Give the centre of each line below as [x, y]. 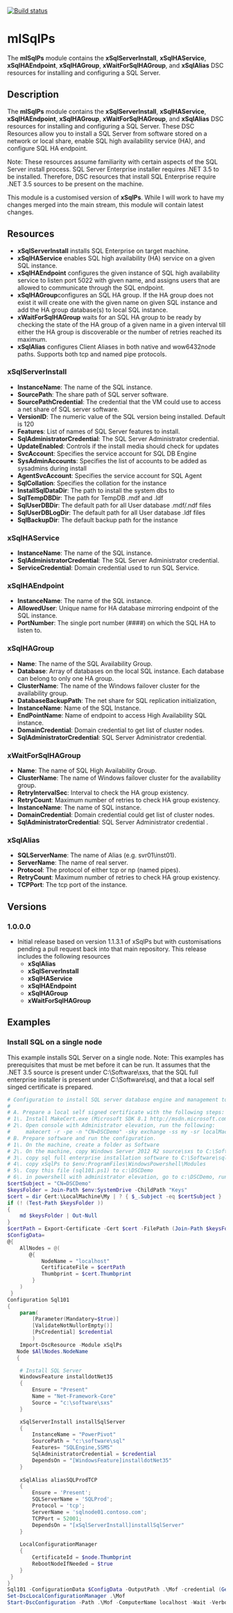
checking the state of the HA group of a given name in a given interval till [121, 324]
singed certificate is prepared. [50, 1086]
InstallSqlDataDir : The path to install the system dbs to [96, 490]
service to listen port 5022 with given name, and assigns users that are [119, 280]
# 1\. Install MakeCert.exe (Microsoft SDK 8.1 [77, 1119]
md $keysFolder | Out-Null [59, 1216]
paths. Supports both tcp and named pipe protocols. [92, 354]
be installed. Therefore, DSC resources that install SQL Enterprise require [112, 176]
